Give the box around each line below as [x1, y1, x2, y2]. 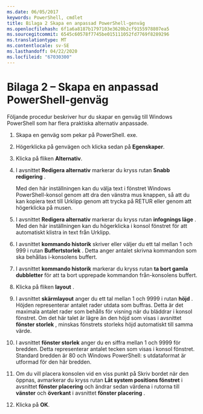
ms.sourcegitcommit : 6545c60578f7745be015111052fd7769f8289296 [7, 32, 170, 38]
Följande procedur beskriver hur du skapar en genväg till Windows [7, 113, 173, 120]
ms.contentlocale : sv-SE [7, 43, 69, 49]
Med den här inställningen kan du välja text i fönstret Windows [15, 184, 171, 192]
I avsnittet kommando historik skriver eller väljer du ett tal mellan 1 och [15, 240, 193, 247]
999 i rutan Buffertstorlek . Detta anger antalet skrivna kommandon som [15, 247, 197, 254]
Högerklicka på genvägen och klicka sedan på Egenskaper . [15, 143, 165, 150]
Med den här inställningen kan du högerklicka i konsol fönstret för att [15, 222, 188, 229]
